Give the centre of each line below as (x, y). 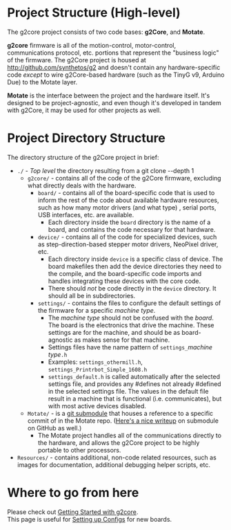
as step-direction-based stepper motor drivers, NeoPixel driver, (128, 244)
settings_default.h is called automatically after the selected (134, 376)
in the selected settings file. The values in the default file (128, 391)
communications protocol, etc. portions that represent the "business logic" (113, 53)
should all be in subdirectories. (92, 295)
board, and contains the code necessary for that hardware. (132, 229)
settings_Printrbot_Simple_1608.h (98, 369)
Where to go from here (73, 493)
